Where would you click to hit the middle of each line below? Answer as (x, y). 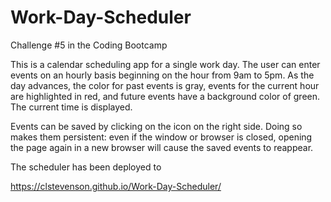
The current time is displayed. (71, 107)
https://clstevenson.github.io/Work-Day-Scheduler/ (116, 186)
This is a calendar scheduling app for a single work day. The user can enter (165, 64)
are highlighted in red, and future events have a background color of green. (165, 96)
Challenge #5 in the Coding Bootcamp (89, 45)
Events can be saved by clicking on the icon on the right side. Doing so (156, 126)
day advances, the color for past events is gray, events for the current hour (165, 85)
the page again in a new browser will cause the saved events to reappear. (162, 147)
